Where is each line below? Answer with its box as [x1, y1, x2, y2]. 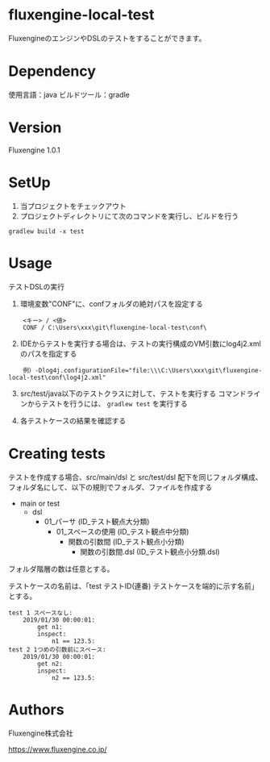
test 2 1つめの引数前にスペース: [8, 645, 106, 654]
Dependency [8, 62, 97, 81]
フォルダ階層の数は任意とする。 [8, 564, 114, 573]
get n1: [37, 623, 63, 631]
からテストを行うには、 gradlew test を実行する [27, 398, 188, 408]
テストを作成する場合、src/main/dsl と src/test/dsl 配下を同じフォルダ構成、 [8, 472, 263, 481]
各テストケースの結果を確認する [19, 415, 127, 425]
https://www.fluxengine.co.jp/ [8, 744, 107, 754]
